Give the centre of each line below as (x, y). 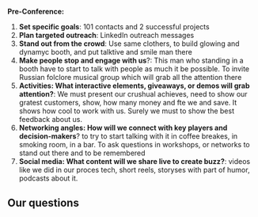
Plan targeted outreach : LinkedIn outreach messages (106, 35)
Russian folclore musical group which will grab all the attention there (130, 77)
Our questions (44, 203)
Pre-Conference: (36, 11)
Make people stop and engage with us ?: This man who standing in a (131, 60)
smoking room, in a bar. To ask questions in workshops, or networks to (134, 145)
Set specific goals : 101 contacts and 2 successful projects (114, 27)
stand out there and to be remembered (82, 153)
